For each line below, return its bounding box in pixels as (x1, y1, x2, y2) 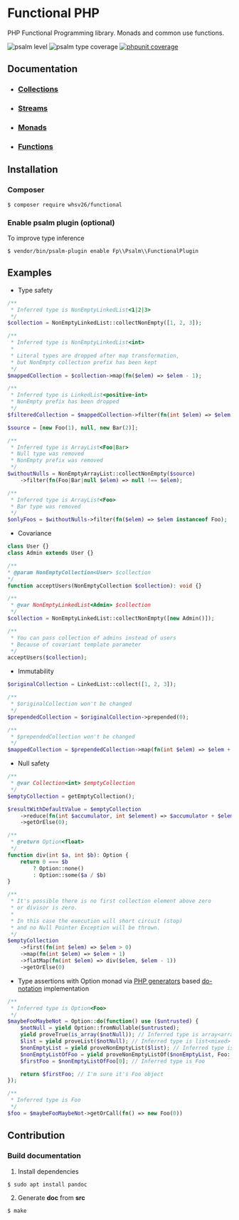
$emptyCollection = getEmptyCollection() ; (7, 793, 135, 800)
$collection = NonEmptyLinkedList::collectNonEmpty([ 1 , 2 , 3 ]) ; (7, 319, 202, 327)
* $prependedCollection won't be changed (10, 733, 135, 740)
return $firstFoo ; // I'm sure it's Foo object (20, 1070, 164, 1078)
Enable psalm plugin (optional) (7, 217, 115, 227)
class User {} (7, 543, 50, 550)
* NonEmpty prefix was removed (10, 457, 103, 464)
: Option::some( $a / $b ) (33, 871, 107, 879)
